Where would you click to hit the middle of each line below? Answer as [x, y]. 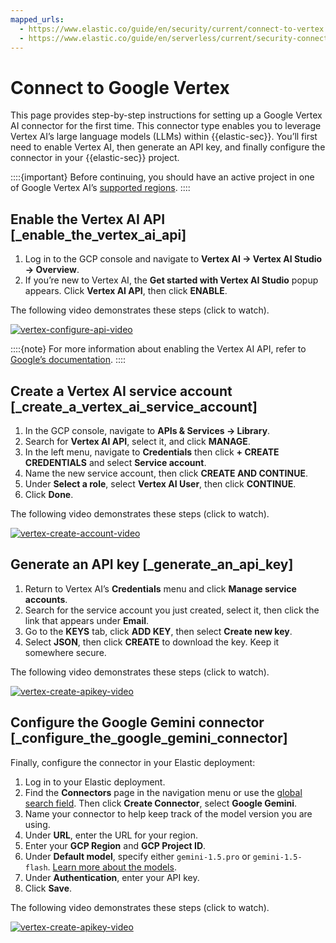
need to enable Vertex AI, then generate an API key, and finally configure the [168, 147]
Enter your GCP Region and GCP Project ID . [115, 845]
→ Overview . [52, 270]
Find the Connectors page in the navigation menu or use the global [163, 792]
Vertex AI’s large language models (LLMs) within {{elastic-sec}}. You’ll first [164, 137]
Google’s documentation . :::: [68, 360]
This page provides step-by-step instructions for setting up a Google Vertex [166, 115]
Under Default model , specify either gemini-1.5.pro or [137, 856]
